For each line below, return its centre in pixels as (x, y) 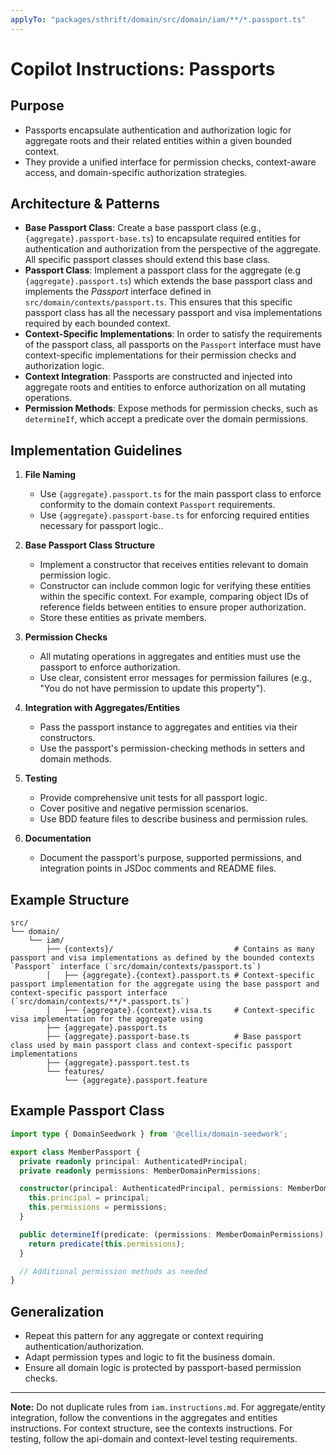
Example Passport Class (87, 1111)
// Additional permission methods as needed (113, 1271)
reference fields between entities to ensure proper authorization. (173, 607)
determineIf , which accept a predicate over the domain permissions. (166, 419)
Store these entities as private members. (123, 618)
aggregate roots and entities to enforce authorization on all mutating (165, 387)
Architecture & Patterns (85, 204)
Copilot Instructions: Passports (143, 68)
